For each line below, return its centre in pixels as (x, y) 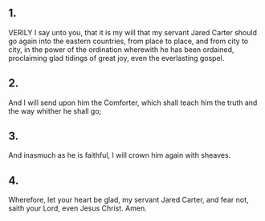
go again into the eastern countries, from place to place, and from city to (128, 41)
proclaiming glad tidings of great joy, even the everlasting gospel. (116, 58)
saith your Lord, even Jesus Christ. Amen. (77, 208)
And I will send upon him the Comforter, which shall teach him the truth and (133, 102)
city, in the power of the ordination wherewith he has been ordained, (121, 49)
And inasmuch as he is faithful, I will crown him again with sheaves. (120, 155)
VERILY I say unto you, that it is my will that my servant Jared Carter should (132, 32)
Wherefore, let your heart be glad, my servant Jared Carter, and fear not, (128, 200)
